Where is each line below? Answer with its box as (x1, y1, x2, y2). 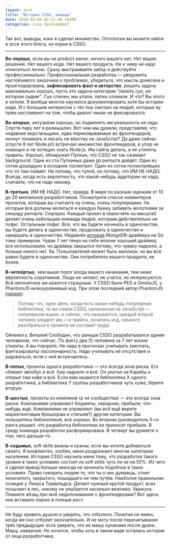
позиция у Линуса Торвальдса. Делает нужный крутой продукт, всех (5, 480, 156, 486)
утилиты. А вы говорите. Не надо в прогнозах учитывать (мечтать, (5, 343, 151, 349)
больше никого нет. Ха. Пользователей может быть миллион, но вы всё (5, 248, 162, 254)
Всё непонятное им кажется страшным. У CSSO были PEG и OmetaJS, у (5, 280, 162, 286)
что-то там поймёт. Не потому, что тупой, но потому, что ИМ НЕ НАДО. (5, 168, 161, 175)
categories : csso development (5, 21, 70, 27)
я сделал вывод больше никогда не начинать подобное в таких (5, 464, 144, 471)
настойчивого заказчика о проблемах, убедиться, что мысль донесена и (5, 77, 164, 83)
